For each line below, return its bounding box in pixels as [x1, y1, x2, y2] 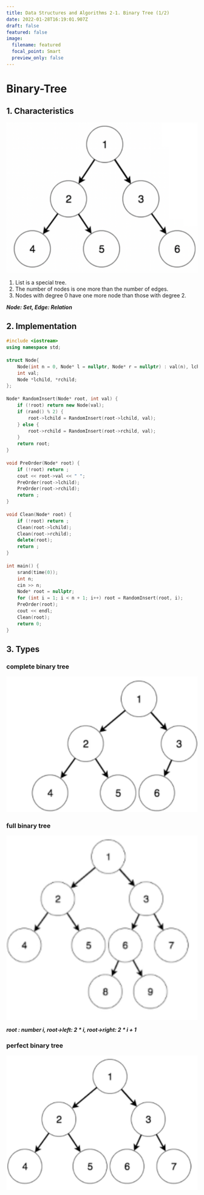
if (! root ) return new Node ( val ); [17, 402, 104, 408]
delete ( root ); [17, 537, 53, 544]
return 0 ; [17, 620, 42, 627]
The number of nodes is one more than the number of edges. [15, 285, 169, 293]
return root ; [17, 441, 50, 447]
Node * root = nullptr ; [17, 589, 75, 595]
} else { [17, 421, 39, 428]
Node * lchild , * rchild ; [17, 377, 78, 383]
